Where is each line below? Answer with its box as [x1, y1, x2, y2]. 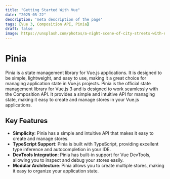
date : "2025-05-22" [5, 12, 47, 17]
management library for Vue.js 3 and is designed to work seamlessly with [5, 86, 158, 92]
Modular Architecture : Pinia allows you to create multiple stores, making [12, 162, 164, 168]
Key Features [5, 117, 48, 125]
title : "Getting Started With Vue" [5, 7, 80, 13]
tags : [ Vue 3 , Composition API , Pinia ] [5, 21, 90, 27]
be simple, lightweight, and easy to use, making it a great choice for [5, 75, 147, 81]
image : [5, 31, 19, 36]
